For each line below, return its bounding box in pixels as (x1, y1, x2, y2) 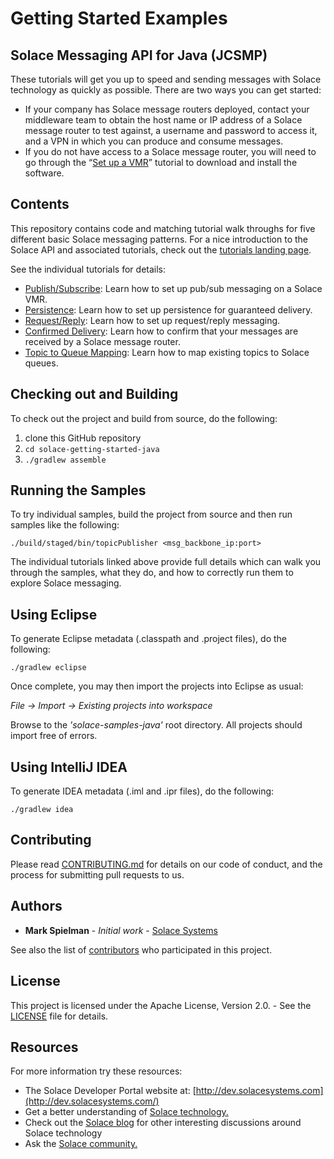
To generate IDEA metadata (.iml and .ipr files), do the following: (10, 785, 275, 797)
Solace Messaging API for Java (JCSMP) (10, 47, 268, 64)
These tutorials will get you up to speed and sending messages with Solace (10, 73, 322, 85)
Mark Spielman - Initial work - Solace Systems (24, 924, 218, 936)
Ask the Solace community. (24, 1138, 138, 1150)
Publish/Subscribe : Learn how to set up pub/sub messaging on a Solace (24, 282, 323, 294)
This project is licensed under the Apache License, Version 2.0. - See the (10, 999, 312, 1011)
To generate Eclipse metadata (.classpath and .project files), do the (10, 633, 288, 645)
